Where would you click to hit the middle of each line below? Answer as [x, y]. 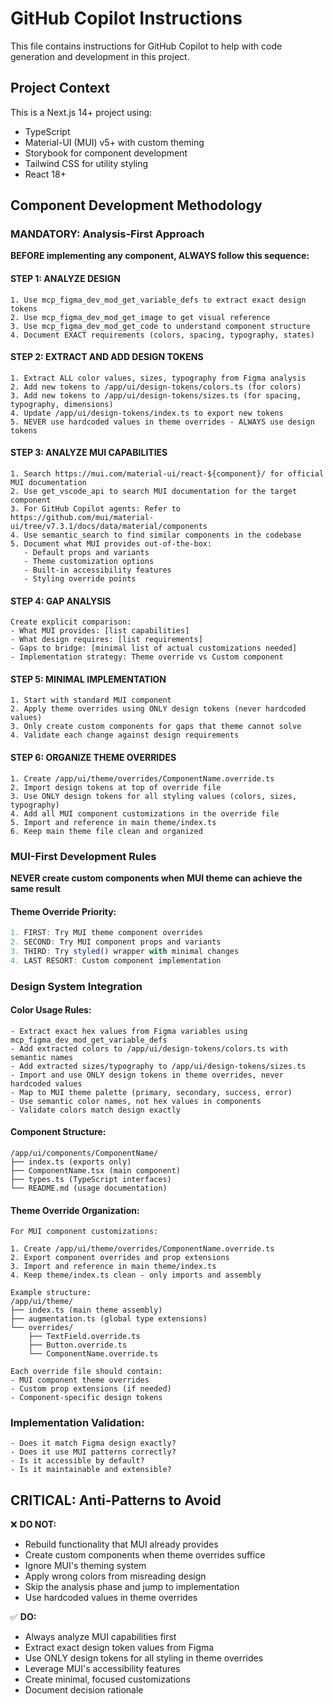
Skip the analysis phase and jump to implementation [132, 1587]
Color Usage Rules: [51, 1010]
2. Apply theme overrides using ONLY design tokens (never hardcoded [158, 709]
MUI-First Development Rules [83, 856]
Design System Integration [76, 986]
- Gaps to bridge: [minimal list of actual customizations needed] [154, 648]
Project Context [60, 88]
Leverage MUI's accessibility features [102, 1669]
